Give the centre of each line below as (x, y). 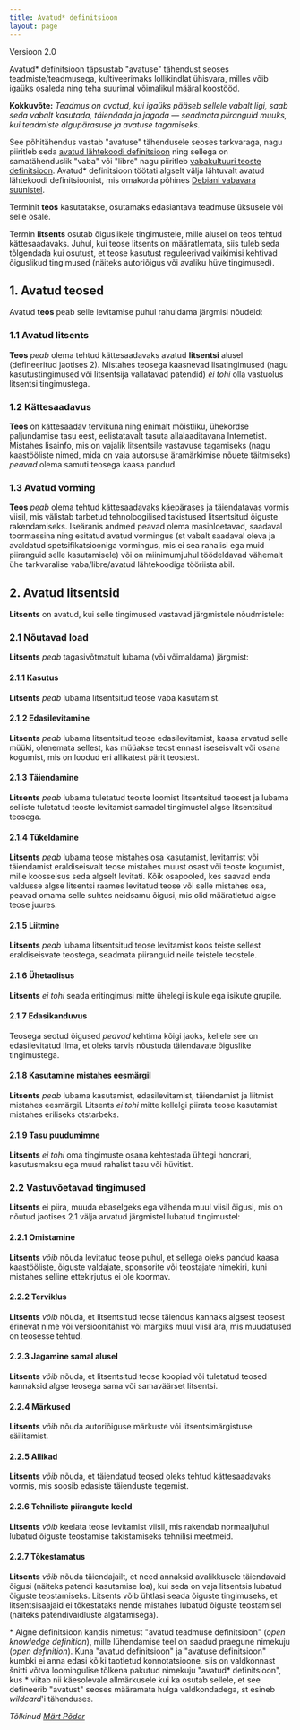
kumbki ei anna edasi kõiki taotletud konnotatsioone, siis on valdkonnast (142, 1660)
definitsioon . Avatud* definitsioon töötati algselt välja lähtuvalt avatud (137, 170)
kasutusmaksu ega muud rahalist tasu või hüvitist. (101, 1165)
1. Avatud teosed (57, 290)
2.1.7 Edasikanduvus (48, 1016)
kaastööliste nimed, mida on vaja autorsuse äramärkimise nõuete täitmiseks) (150, 455)
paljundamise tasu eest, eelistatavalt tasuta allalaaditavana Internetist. (138, 435)
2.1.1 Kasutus (34, 677)
